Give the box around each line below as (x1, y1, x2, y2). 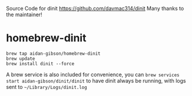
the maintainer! (6, 11, 43, 18)
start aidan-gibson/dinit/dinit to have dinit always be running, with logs (6, 77, 186, 84)
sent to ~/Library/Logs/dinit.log (6, 83, 87, 90)
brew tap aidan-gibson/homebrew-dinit (6, 51, 101, 56)
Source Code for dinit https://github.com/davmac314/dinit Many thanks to (6, 5, 184, 12)
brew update (6, 55, 35, 62)
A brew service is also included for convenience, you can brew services (6, 71, 180, 78)
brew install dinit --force (6, 61, 75, 66)
